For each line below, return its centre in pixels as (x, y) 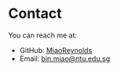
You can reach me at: (42, 35)
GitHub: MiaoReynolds (56, 50)
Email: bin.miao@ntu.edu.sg (65, 59)
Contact (35, 14)
